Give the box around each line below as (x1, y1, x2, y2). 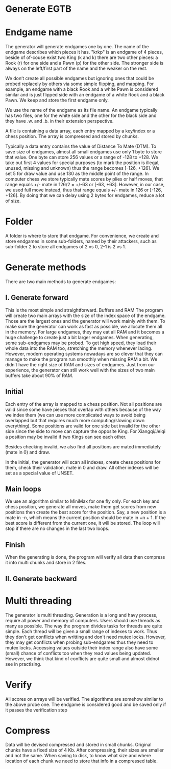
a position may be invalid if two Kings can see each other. (5, 433, 127, 440)
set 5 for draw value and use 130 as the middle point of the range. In (5, 170, 149, 177)
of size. (5, 198, 21, 204)
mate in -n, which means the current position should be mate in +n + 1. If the (5, 515, 166, 521)
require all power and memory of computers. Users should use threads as (5, 617, 161, 623)
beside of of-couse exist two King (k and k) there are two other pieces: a (5, 54, 158, 61)
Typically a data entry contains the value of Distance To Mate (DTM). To (5, 143, 157, 149)
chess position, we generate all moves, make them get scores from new (5, 504, 157, 510)
